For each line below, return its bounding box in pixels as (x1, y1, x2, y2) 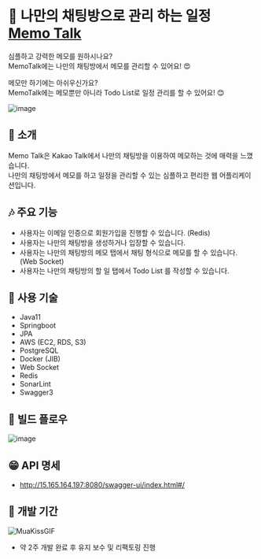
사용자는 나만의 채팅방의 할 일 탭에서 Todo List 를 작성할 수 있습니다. (19, 265, 230, 276)
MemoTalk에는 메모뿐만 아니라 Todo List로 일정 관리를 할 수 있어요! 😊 (8, 87, 225, 97)
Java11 (19, 313, 41, 322)
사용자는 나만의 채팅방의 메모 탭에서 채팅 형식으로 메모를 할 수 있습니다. (19, 247, 238, 257)
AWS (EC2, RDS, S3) (19, 338, 86, 347)
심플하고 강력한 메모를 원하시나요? (8, 51, 113, 61)
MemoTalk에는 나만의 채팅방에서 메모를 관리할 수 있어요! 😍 (8, 61, 191, 71)
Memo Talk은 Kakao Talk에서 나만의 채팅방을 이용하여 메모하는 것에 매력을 (8, 150, 239, 160)
